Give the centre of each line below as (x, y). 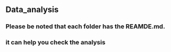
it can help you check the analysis (56, 43)
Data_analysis (32, 10)
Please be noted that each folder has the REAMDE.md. (85, 27)
